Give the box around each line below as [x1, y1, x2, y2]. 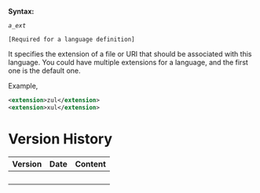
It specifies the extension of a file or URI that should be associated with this [8, 49, 252, 58]
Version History [8, 129, 112, 147]
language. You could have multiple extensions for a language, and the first [8, 58, 249, 67]
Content [75, 158, 106, 169]
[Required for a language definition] [8, 35, 135, 43]
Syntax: [8, 7, 35, 16]
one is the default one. [8, 66, 81, 75]
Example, [8, 82, 38, 90]
